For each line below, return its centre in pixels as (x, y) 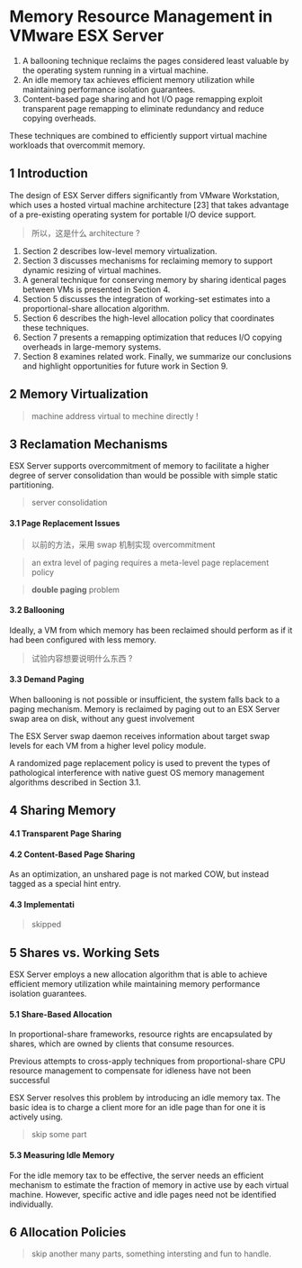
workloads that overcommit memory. (77, 145)
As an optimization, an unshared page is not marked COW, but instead (139, 874)
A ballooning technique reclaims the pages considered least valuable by (155, 60)
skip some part (59, 1135)
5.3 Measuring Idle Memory (62, 1154)
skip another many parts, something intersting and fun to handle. (151, 1254)
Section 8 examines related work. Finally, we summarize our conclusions (157, 356)
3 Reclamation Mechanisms (89, 444)
